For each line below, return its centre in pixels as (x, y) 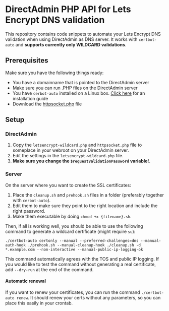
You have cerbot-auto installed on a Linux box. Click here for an (79, 93)
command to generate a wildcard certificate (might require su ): (70, 231)
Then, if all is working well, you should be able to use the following (74, 226)
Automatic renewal (26, 281)
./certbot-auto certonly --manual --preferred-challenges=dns (72, 240)
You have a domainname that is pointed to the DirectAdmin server (81, 82)
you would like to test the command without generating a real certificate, (81, 264)
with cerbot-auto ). (32, 200)
